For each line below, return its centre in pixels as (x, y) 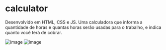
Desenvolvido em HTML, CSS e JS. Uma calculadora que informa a (74, 22)
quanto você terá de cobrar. (34, 32)
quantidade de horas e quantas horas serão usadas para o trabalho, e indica (83, 27)
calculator (27, 9)
